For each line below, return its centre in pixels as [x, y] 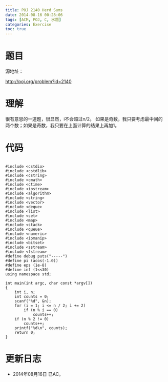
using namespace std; [28, 274]
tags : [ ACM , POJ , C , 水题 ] [33, 19]
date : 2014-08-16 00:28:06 [34, 15]
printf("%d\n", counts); [41, 328]
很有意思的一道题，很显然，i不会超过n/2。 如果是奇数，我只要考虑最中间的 [84, 119]
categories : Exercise [28, 24]
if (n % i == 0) [41, 310]
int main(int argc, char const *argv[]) [49, 283]
